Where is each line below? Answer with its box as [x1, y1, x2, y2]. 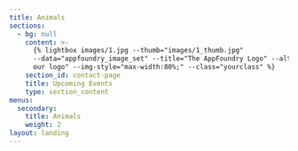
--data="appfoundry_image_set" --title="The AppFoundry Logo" [32, 54, 268, 63]
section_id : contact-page [25, 71, 122, 80]
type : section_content [25, 87, 109, 96]
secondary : [17, 104, 58, 113]
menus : [9, 95, 34, 105]
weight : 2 [25, 121, 62, 130]
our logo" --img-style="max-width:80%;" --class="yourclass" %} [32, 63, 276, 72]
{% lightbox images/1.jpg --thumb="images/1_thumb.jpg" [32, 46, 244, 55]
